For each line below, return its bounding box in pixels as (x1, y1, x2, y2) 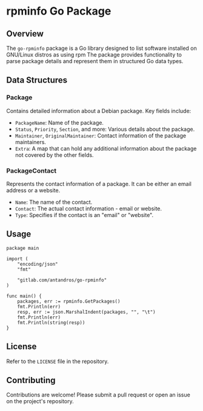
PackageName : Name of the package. (15, 119, 104, 126)
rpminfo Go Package (6, 4, 111, 18)
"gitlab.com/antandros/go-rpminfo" (17, 277, 107, 283)
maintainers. (15, 138, 47, 145)
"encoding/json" (17, 261, 59, 267)
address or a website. (6, 187, 61, 194)
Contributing (6, 375, 56, 385)
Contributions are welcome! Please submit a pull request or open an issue (6, 391, 191, 399)
